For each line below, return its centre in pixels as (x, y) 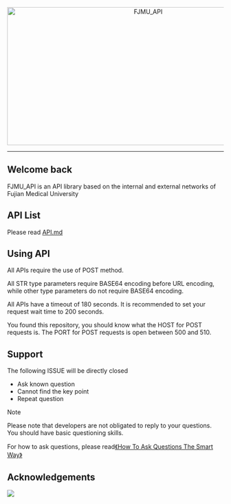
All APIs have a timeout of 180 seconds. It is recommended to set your (107, 304)
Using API (29, 254)
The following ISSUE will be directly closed (68, 371)
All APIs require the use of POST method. (65, 270)
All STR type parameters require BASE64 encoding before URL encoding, (111, 284)
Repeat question (40, 399)
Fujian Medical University (43, 193)
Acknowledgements (51, 477)
